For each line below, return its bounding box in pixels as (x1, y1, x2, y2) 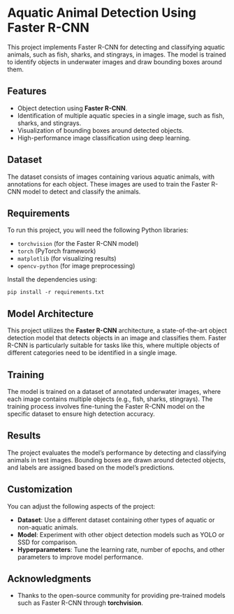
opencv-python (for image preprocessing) (17, 262, 136, 270)
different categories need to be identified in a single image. (7, 349, 177, 357)
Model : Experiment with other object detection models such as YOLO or (17, 530, 225, 539)
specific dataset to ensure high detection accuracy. (7, 410, 155, 418)
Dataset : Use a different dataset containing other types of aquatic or (17, 516, 215, 524)
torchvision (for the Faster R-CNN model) (17, 240, 139, 248)
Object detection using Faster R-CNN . (17, 103, 128, 112)
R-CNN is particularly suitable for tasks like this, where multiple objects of (7, 341, 220, 350)
